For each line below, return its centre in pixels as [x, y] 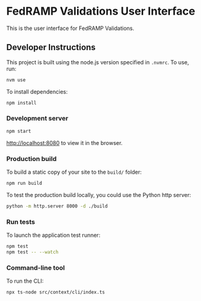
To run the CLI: [25, 281]
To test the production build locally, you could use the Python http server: [99, 195]
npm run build [24, 183]
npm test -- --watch [33, 252]
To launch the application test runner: [53, 235]
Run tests [21, 221]
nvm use [16, 80]
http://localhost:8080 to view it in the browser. [64, 143]
